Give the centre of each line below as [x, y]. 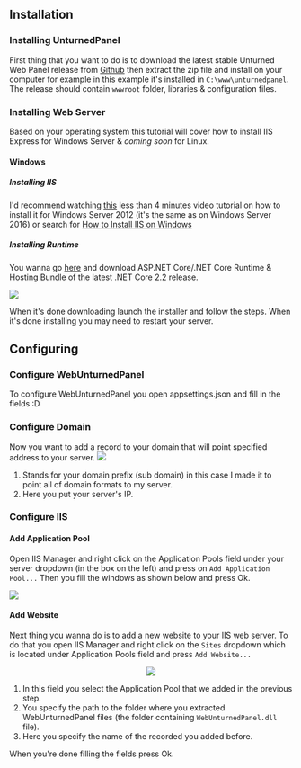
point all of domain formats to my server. [97, 484]
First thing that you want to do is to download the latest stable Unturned [142, 60]
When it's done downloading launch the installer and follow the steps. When [150, 311]
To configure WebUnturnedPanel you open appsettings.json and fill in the [145, 394]
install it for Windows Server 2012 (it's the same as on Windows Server [141, 214]
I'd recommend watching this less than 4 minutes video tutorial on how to [145, 205]
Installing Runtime [44, 245]
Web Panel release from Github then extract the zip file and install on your [146, 69]
